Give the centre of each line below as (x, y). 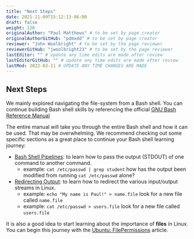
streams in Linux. (35, 188)
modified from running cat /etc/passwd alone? (79, 175)
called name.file (43, 200)
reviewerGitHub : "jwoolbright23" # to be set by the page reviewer (90, 50)
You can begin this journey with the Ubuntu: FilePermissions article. (87, 230)
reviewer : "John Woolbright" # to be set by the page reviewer (84, 44)
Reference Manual (28, 116)
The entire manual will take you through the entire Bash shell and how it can (97, 127)
